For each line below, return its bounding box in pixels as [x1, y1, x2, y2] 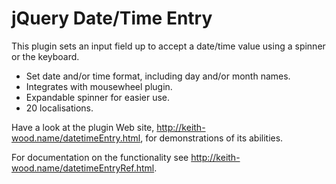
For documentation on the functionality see [11, 151, 189, 163]
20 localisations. [25, 102, 94, 114]
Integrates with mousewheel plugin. [25, 80, 173, 92]
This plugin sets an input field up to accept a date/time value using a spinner [11, 40, 326, 52]
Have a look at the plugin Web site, [11, 121, 155, 133]
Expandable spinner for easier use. [25, 91, 171, 103]
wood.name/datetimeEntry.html [11, 132, 141, 144]
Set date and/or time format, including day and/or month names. [25, 70, 291, 82]
